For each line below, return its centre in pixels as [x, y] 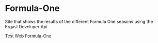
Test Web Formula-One [28, 36]
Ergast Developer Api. [27, 26]
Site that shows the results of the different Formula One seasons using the [79, 21]
